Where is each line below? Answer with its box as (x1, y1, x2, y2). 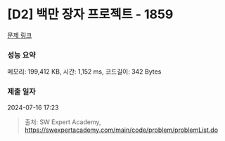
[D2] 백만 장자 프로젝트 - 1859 (7, 6, 174, 22)
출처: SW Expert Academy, (24, 117, 101, 126)
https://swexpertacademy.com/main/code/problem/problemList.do (24, 126, 219, 134)
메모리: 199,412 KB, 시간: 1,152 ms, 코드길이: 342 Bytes (7, 67, 162, 76)
